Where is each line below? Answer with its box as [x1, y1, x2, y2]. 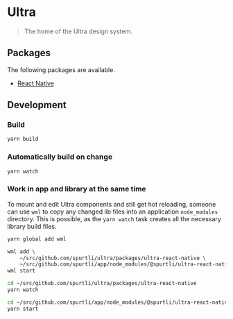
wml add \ [7, 248, 36, 255]
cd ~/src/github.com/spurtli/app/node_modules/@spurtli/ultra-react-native [7, 299, 231, 306]
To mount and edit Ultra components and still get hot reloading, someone [7, 200, 216, 208]
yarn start [7, 305, 39, 312]
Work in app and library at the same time [7, 184, 147, 194]
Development [7, 99, 67, 111]
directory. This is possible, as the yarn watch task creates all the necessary [7, 214, 222, 223]
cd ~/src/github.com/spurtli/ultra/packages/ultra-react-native [7, 280, 197, 287]
